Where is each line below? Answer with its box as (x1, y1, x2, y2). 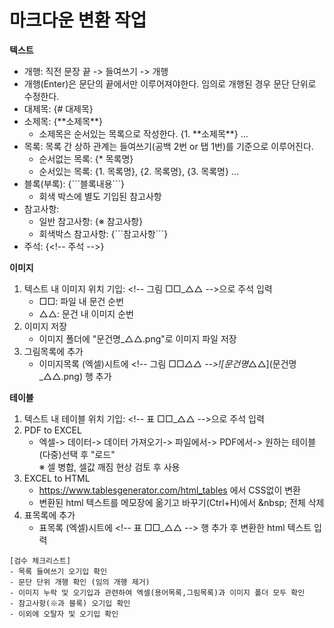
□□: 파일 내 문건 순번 (38, 295, 125, 307)
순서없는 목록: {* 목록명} (38, 152, 134, 165)
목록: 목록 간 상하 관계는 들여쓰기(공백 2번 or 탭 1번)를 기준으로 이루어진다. (23, 140, 314, 152)
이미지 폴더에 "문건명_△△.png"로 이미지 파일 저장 (38, 332, 237, 345)
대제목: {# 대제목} (23, 102, 94, 115)
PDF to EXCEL (23, 424, 82, 436)
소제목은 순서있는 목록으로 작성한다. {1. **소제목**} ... (38, 127, 249, 140)
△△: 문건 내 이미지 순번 (38, 307, 134, 320)
